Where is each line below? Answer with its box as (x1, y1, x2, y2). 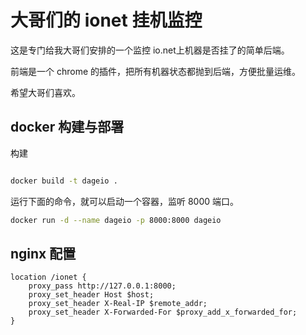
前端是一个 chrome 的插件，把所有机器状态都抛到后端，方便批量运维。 (10, 65, 302, 77)
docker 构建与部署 (10, 119, 125, 136)
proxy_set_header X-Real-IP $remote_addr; (28, 299, 208, 309)
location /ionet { (10, 272, 87, 283)
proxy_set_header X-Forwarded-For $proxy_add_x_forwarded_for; (28, 307, 298, 318)
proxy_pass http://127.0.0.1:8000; (28, 281, 177, 291)
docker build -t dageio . (10, 176, 118, 186)
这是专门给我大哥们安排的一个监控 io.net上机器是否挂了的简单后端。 (10, 44, 290, 56)
